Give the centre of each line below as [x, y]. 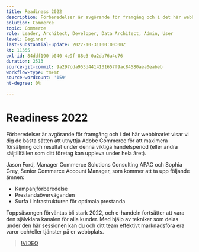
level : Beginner [26, 39]
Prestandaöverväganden [45, 195]
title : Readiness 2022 [34, 12]
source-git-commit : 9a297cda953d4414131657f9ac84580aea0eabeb [84, 67]
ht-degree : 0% [24, 84]
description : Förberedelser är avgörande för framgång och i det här [94, 17]
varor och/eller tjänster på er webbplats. [55, 231]
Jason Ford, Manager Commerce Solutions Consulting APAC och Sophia [94, 164]
